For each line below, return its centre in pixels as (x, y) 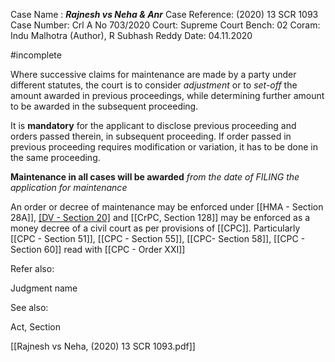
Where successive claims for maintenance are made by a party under (153, 74)
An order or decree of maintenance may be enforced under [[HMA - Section (167, 207)
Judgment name (44, 288)
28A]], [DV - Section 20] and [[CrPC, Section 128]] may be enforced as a (160, 217)
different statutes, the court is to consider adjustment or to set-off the (154, 85)
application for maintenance (69, 187)
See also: (29, 307)
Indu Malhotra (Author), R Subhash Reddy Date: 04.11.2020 (131, 35)
